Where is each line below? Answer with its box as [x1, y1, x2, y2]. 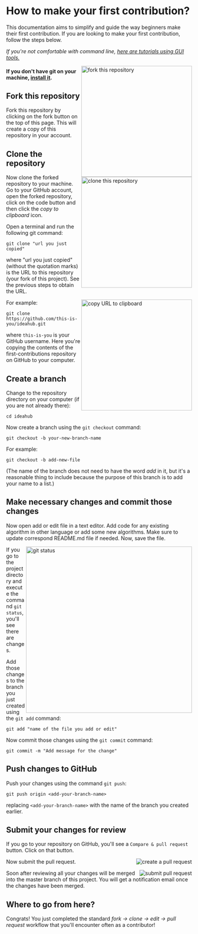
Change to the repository [6, 389, 67, 396]
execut [6, 584, 23, 591]
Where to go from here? [6, 899, 95, 909]
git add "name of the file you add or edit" [6, 726, 117, 732]
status [6, 610, 22, 616]
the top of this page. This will [6, 119, 77, 127]
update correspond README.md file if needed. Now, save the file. [6, 534, 166, 542]
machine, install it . [6, 74, 52, 81]
